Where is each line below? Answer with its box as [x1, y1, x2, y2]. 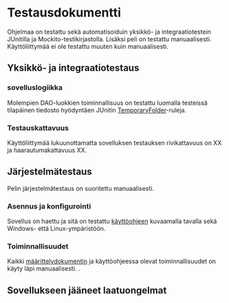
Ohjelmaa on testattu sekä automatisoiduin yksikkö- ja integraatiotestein [7, 28, 211, 36]
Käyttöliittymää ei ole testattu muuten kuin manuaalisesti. [7, 42, 168, 50]
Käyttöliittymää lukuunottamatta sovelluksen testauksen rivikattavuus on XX [7, 138, 222, 147]
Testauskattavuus [7, 123, 69, 132]
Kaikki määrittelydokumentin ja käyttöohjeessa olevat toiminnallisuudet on [7, 257, 217, 266]
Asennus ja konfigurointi [7, 201, 91, 211]
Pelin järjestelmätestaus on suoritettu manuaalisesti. [7, 184, 155, 192]
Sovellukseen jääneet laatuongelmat [7, 284, 167, 296]
